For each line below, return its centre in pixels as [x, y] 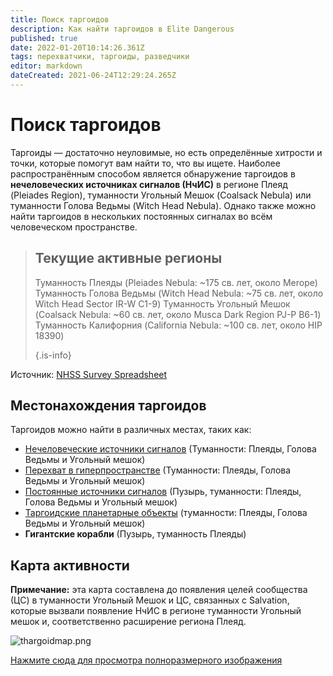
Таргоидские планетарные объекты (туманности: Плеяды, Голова [166, 513]
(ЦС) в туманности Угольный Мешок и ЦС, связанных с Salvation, [150, 600]
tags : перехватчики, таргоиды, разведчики [100, 57]
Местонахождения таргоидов [108, 406]
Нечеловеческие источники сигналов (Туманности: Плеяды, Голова [170, 449]
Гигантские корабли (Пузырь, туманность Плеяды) [135, 534]
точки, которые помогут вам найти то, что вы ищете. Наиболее [145, 163]
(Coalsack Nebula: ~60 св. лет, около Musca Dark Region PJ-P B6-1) [178, 314]
